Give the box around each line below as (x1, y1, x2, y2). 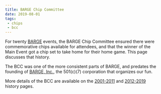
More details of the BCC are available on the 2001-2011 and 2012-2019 (5, 78, 146, 84)
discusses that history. (5, 54, 50, 60)
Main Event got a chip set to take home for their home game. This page (5, 49, 147, 55)
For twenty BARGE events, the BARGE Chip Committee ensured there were (5, 38, 155, 44)
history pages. (5, 83, 34, 89)
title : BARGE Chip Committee (5, 7, 64, 12)
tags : (5, 16, 16, 21)
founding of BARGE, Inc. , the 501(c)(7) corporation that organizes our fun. (5, 69, 153, 75)
